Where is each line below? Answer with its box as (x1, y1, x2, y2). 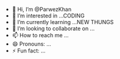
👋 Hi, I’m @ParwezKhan (12, 6, 72, 13)
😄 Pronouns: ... (12, 40, 52, 48)
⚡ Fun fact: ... (12, 47, 46, 54)
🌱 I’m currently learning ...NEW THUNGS (12, 19, 114, 25)
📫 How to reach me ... (12, 32, 69, 39)
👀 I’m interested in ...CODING (12, 12, 85, 19)
